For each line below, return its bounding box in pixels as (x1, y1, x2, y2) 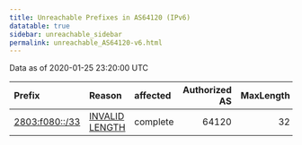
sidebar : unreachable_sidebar (9, 30, 123, 38)
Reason (88, 90, 122, 102)
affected (134, 90, 172, 102)
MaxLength (240, 90, 290, 102)
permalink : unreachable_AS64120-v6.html (9, 38, 164, 47)
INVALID (88, 110, 125, 123)
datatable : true (9, 21, 70, 30)
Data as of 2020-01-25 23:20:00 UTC (9, 63, 149, 73)
